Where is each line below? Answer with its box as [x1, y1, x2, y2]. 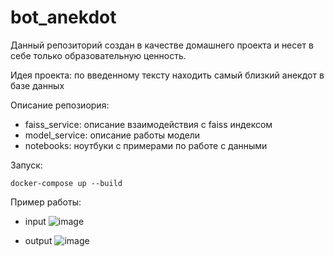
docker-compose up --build [10, 178, 123, 188]
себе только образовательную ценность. [10, 49, 187, 61]
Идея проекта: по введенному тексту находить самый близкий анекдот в [10, 69, 325, 81]
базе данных [10, 79, 65, 91]
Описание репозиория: [10, 99, 110, 111]
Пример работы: [10, 196, 82, 208]
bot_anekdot [10, 6, 117, 29]
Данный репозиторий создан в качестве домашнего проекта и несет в [10, 39, 314, 51]
